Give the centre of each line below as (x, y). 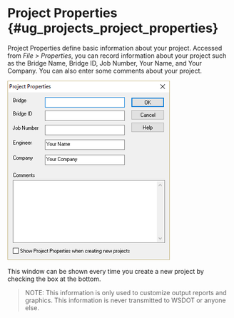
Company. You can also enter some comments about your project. (105, 71)
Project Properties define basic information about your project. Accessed (115, 48)
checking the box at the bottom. (54, 279)
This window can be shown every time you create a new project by (106, 271)
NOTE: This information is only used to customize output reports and (126, 292)
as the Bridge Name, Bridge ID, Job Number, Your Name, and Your (105, 63)
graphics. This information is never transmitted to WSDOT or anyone (125, 300)
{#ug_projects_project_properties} (113, 28)
